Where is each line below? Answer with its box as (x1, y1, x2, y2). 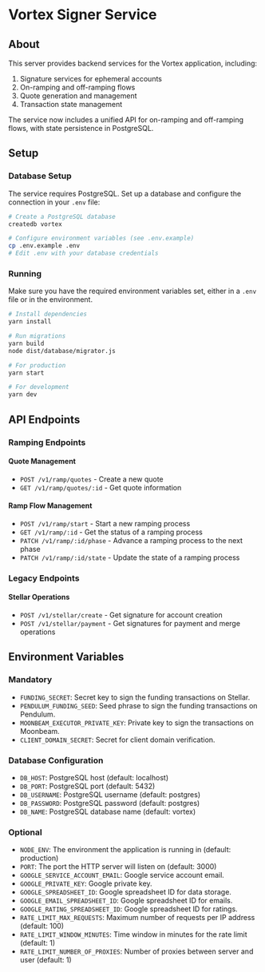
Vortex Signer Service (8, 6, 157, 24)
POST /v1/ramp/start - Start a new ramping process (19, 518, 191, 528)
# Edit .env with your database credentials (8, 249, 159, 257)
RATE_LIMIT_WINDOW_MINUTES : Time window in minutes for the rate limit (19, 930, 247, 939)
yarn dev (8, 391, 38, 399)
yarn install (8, 318, 52, 326)
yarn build (8, 339, 45, 347)
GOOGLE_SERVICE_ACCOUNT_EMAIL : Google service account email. (19, 871, 225, 880)
